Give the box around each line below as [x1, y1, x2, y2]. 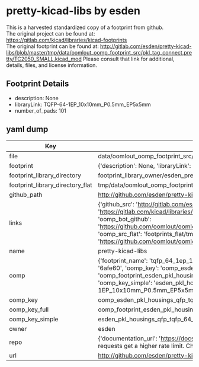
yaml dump [6, 125, 49, 135]
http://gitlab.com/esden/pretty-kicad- [99, 43, 192, 50]
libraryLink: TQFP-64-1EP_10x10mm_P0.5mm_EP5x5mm [14, 101, 151, 108]
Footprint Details [6, 79, 69, 89]
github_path [9, 190, 43, 199]
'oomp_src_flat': [97, 229, 142, 238]
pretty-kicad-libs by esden [6, 4, 141, 18]
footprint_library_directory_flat [9, 181, 92, 189]
